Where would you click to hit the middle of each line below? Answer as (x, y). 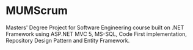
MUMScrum (37, 11)
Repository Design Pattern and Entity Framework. (68, 40)
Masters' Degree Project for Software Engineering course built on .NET (95, 27)
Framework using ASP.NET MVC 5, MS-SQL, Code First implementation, (96, 34)
